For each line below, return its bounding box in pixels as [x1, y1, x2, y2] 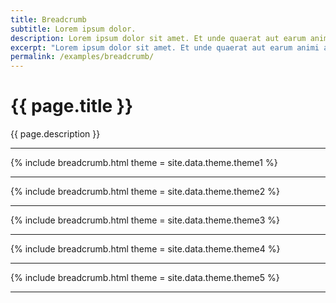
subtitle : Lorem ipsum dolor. [10, 24, 137, 34]
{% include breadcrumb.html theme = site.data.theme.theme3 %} [10, 214, 281, 226]
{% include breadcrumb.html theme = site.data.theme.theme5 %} [10, 272, 280, 284]
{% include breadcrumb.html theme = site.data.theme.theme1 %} [10, 157, 278, 169]
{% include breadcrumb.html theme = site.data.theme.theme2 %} [10, 186, 280, 198]
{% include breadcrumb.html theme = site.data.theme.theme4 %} [10, 243, 281, 255]
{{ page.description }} [10, 128, 101, 140]
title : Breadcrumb [10, 14, 87, 25]
